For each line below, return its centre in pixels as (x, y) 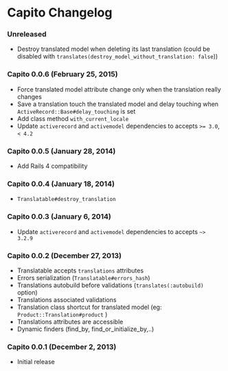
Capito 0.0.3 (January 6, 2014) (59, 217)
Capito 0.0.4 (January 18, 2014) (61, 184)
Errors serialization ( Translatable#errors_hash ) (83, 277)
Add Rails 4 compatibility (52, 166)
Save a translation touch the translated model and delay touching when (117, 104)
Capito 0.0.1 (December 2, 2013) (62, 347)
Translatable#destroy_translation (66, 200)
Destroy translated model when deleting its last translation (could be (114, 49)
